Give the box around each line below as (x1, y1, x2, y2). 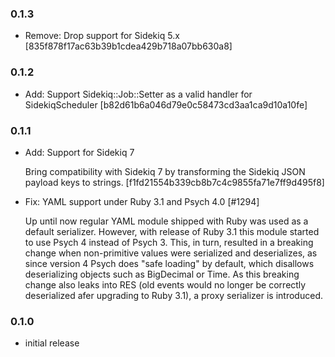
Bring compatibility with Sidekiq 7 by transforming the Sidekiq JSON (24, 165, 306, 177)
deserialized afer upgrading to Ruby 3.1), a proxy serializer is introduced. (24, 289, 323, 301)
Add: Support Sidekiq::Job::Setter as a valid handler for (24, 88, 253, 100)
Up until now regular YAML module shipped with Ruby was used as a (24, 215, 309, 227)
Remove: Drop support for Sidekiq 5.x (24, 30, 180, 42)
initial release (24, 337, 80, 349)
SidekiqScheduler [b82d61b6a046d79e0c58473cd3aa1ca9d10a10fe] (24, 98, 308, 111)
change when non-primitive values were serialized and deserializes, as (24, 247, 318, 259)
